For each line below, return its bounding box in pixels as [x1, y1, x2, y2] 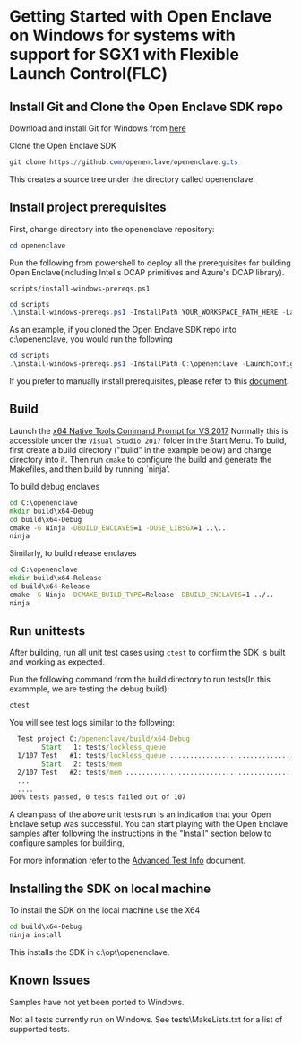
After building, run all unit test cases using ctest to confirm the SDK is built [9, 648, 286, 658]
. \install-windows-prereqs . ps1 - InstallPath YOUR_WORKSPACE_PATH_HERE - [9, 308, 287, 317]
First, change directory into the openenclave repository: [9, 223, 215, 234]
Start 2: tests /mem [41, 760, 123, 769]
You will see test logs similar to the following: [9, 717, 175, 728]
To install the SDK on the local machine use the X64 [9, 905, 201, 916]
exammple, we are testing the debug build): [9, 683, 170, 694]
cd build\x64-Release [9, 582, 90, 591]
